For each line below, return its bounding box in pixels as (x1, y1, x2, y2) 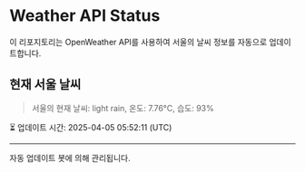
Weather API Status (9, 5, 161, 26)
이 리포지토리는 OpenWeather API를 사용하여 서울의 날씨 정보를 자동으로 (9, 36, 268, 47)
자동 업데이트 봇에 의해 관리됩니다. (9, 152, 131, 163)
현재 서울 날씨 (9, 77, 82, 92)
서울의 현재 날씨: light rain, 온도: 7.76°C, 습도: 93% (31, 102, 215, 113)
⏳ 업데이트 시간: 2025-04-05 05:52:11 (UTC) (9, 121, 172, 132)
